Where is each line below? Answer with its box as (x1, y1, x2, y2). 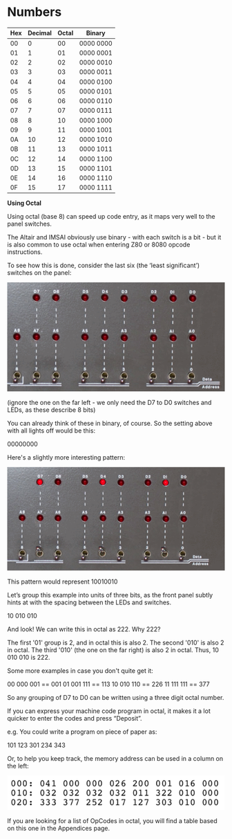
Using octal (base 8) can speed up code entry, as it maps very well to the (7, 212, 215, 220)
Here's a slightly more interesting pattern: (7, 453, 126, 461)
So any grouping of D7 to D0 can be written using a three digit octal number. (7, 693, 224, 701)
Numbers (7, 4, 62, 20)
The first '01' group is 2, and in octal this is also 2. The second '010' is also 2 (7, 638, 224, 647)
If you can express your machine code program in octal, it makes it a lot (7, 707, 211, 715)
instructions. (7, 247, 43, 256)
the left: (7, 761, 29, 770)
